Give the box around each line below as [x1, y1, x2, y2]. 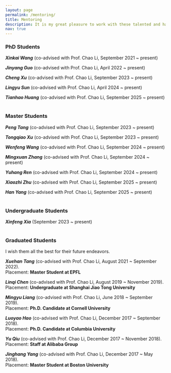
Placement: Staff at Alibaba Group [5, 341, 78, 347]
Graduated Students [5, 237, 57, 244]
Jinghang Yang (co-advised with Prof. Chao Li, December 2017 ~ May [5, 351, 153, 357]
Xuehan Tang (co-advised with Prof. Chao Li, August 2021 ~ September [5, 258, 157, 264]
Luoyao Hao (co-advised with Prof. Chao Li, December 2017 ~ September [5, 315, 161, 321]
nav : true [5, 27, 26, 32]
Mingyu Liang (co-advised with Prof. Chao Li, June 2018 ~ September [5, 294, 153, 301]
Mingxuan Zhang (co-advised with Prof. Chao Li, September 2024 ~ [5, 154, 150, 160]
